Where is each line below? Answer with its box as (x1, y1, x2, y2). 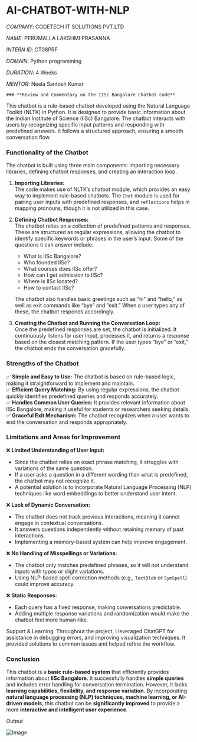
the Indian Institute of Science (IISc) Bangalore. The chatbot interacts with (6, 115, 186, 122)
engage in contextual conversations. (14, 519, 103, 526)
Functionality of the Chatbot (6, 148, 88, 157)
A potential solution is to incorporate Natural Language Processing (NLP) (14, 483, 192, 491)
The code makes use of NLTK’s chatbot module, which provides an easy (14, 186, 191, 193)
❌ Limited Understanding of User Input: (6, 446, 105, 453)
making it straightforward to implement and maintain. (6, 380, 134, 387)
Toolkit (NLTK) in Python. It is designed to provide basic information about (6, 108, 186, 115)
